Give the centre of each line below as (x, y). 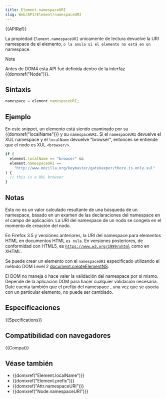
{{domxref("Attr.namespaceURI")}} (48, 386)
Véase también (29, 363)
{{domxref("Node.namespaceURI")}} (50, 391)
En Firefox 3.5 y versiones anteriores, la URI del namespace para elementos (83, 235)
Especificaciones (33, 308)
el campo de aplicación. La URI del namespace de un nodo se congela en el (83, 220)
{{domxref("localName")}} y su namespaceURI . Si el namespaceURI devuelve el (83, 134)
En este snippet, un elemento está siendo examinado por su (67, 129)
